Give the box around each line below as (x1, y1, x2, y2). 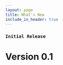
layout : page (5, 7, 33, 13)
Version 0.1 (5, 51, 53, 62)
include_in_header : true (5, 17, 58, 22)
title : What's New (5, 12, 45, 17)
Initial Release (5, 34, 46, 40)
